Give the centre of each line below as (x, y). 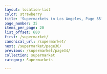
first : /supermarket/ (27, 37)
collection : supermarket (30, 55)
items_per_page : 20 (24, 28)
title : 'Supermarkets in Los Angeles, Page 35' (54, 19)
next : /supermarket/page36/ (33, 46)
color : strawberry (23, 14)
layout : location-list (28, 10)
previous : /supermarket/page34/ (37, 50)
